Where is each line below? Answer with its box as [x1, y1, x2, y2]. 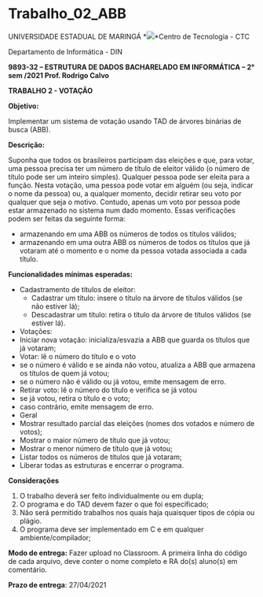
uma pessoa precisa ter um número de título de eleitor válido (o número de [8, 163, 250, 173]
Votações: [19, 326, 53, 336]
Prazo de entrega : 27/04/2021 [8, 580, 107, 589]
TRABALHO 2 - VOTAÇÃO [8, 86, 93, 95]
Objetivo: [8, 101, 39, 110]
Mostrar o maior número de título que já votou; [19, 435, 170, 445]
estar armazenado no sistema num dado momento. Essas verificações [8, 206, 236, 215]
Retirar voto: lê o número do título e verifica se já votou [19, 385, 198, 395]
